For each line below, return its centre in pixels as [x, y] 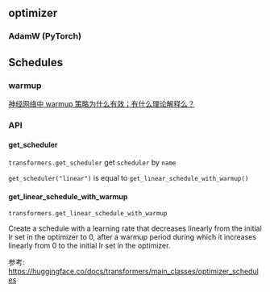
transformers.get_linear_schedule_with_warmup [88, 214]
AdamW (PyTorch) [45, 36]
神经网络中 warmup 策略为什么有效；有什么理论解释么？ [102, 104]
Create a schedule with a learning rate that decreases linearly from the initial [135, 228]
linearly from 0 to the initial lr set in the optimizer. [89, 246]
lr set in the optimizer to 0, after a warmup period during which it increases [132, 237]
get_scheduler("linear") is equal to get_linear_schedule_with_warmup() [129, 178]
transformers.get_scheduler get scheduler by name [92, 163]
